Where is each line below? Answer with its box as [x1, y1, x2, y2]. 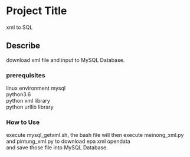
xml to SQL [6, 24, 33, 31]
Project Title [6, 4, 67, 18]
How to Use [6, 118, 40, 126]
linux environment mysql [6, 84, 66, 92]
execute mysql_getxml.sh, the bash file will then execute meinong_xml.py [6, 132, 184, 139]
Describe [6, 41, 40, 51]
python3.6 [6, 91, 31, 98]
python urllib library [6, 103, 54, 110]
